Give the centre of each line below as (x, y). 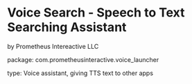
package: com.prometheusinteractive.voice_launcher (83, 59)
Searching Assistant (67, 27)
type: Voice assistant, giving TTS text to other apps (80, 73)
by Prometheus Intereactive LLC (53, 46)
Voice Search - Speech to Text (96, 13)
